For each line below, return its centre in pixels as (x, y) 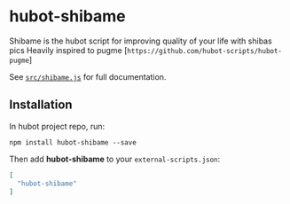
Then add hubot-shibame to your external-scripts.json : (115, 159)
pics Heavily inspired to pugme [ (68, 50)
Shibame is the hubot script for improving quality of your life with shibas (141, 41)
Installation (41, 105)
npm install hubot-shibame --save (73, 142)
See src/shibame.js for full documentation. (88, 76)
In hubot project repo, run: (57, 126)
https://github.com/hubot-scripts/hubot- (204, 51)
